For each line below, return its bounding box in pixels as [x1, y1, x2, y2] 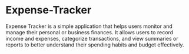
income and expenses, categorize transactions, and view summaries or [5, 35, 178, 42]
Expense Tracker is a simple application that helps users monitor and [5, 23, 173, 30]
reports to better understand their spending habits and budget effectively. [5, 41, 184, 48]
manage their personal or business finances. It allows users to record [5, 28, 174, 35]
